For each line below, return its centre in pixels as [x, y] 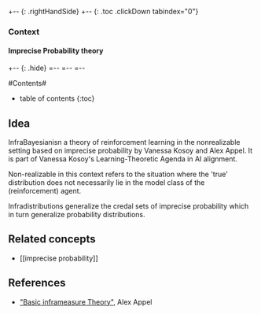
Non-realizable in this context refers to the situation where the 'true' [118, 174]
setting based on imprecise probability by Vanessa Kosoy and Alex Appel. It [130, 150]
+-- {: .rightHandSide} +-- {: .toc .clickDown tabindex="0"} [103, 11]
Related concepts [52, 239]
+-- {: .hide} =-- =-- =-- [47, 68]
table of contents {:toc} [57, 98]
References [37, 283]
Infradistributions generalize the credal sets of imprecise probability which [129, 206]
